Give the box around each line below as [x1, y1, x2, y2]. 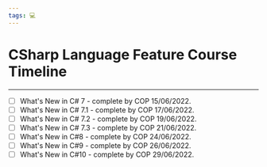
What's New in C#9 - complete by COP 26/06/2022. [19, 140, 192, 150]
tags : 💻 [8, 11, 37, 20]
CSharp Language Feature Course [8, 45, 238, 63]
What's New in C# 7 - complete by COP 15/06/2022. [19, 96, 192, 105]
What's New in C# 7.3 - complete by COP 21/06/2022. [19, 123, 197, 132]
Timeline [8, 63, 68, 80]
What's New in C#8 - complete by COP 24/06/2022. [19, 131, 192, 141]
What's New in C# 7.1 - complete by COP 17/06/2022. [19, 104, 195, 115]
